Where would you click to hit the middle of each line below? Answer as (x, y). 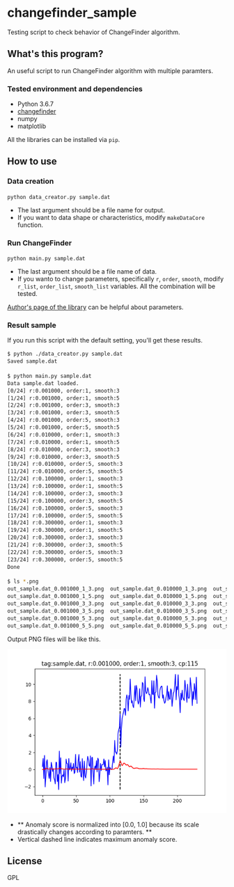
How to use (32, 162)
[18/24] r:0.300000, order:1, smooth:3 (65, 523)
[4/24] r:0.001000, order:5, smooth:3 (63, 420)
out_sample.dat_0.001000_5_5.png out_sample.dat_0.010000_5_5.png (107, 626)
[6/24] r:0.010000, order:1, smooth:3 (63, 434)
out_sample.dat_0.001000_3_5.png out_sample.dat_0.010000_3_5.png (107, 611)
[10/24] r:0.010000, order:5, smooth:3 (65, 464)
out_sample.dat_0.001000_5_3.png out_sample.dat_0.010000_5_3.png (107, 618)
